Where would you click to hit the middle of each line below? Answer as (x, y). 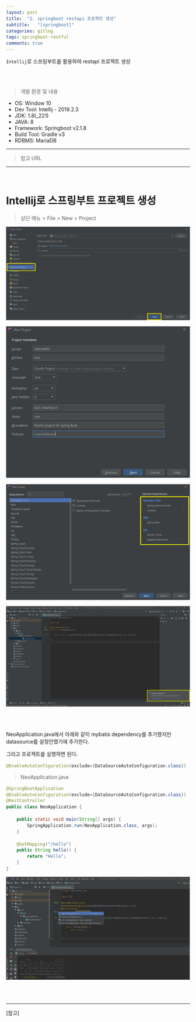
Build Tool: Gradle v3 (40, 134)
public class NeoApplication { (44, 807)
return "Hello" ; (47, 856)
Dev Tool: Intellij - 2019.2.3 (46, 109)
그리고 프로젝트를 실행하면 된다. (42, 754)
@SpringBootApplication (35, 788)
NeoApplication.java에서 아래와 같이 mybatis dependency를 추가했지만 (89, 734)
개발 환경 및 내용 (39, 91)
